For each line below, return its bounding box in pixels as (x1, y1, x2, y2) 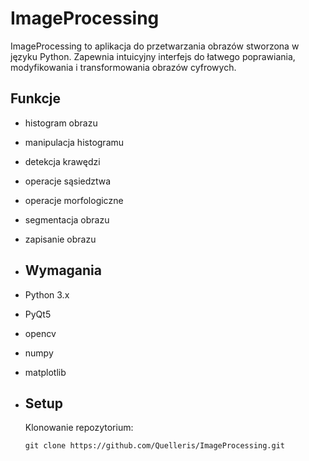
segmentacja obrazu (24, 213, 110, 226)
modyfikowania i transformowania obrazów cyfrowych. (10, 61, 237, 73)
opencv (24, 327, 57, 339)
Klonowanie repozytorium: (24, 422, 134, 434)
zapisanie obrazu (24, 233, 97, 245)
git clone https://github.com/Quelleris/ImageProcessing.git (24, 441, 286, 451)
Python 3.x (24, 288, 70, 301)
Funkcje (10, 90, 62, 107)
